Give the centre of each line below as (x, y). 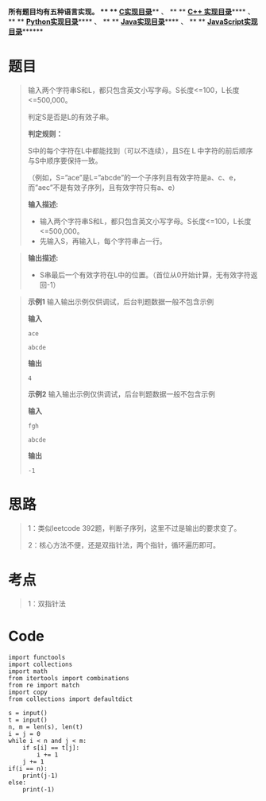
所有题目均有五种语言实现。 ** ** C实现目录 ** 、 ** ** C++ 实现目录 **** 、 (132, 12)
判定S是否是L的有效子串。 (70, 117)
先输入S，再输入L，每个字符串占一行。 (103, 241)
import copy (28, 692)
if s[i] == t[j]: (51, 748)
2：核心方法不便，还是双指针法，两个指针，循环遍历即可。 (124, 545)
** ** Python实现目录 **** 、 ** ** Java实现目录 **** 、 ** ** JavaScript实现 (133, 21)
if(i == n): (28, 768)
